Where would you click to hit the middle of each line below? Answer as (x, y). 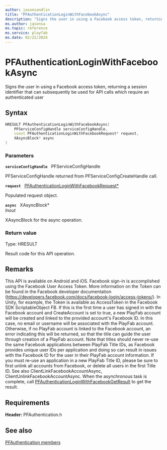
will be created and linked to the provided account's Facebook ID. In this (79, 318)
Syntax (16, 113)
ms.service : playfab (27, 33)
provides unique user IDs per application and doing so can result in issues (81, 350)
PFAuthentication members (33, 443)
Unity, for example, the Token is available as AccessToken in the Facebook (82, 302)
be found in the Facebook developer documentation (58, 292)
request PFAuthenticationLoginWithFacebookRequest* (62, 186)
